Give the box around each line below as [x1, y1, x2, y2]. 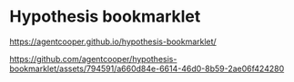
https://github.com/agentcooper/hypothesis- [9, 53, 177, 64]
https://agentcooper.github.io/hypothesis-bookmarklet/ [9, 36, 217, 47]
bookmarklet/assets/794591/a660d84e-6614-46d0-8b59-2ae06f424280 [9, 63, 285, 74]
